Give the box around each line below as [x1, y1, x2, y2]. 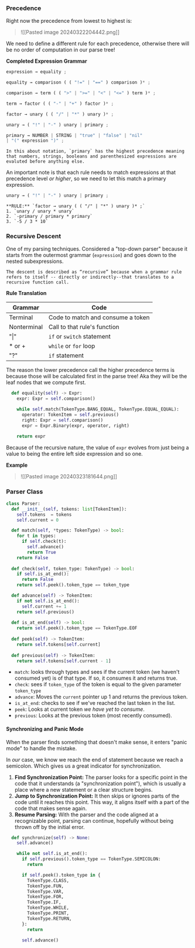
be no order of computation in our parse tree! [6, 46, 115, 53]
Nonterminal [9, 323, 43, 331]
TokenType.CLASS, [27, 877, 69, 884]
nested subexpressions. [6, 258, 64, 265]
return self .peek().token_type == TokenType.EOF [16, 625, 138, 631]
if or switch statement [48, 333, 111, 341]
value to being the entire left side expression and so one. [6, 450, 143, 457]
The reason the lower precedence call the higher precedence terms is [6, 367, 175, 374]
